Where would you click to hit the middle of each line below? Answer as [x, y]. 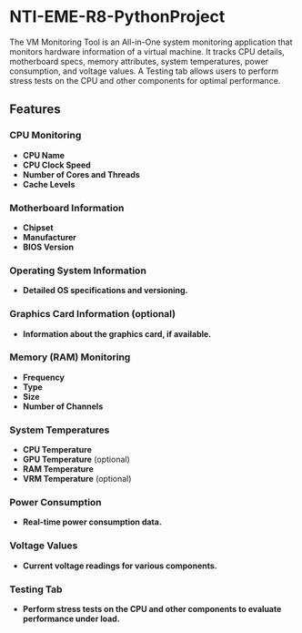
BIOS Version [48, 247]
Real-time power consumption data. [92, 522]
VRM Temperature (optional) [77, 479]
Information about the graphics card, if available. [117, 333]
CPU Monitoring [45, 136]
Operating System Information [78, 271]
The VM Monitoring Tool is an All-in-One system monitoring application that [151, 42]
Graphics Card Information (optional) [93, 314]
